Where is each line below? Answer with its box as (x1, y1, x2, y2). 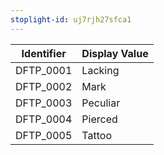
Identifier (21, 46, 67, 60)
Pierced (81, 112, 118, 126)
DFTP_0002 (15, 79, 73, 93)
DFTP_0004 (15, 112, 73, 126)
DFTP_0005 (15, 128, 73, 142)
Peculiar (81, 96, 121, 110)
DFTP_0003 (15, 96, 73, 110)
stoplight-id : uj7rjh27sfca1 (10, 14, 132, 25)
